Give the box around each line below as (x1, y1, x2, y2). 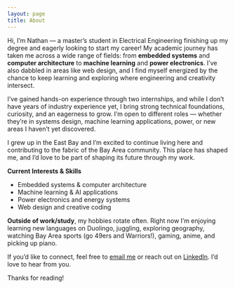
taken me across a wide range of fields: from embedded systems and (7, 51, 210, 60)
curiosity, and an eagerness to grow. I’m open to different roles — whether (7, 110, 222, 118)
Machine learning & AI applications (17, 188, 118, 196)
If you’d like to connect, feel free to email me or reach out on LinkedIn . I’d (7, 252, 218, 261)
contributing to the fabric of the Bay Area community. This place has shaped (7, 146, 228, 154)
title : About (7, 17, 46, 24)
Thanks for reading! (7, 274, 65, 282)
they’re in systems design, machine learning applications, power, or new (7, 117, 216, 125)
